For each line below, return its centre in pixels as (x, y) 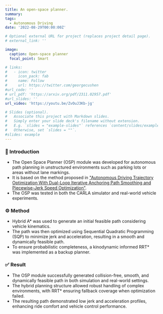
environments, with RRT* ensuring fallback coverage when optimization (84, 291)
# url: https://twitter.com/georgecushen (52, 85)
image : (12, 49)
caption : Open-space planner (39, 54)
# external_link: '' (26, 41)
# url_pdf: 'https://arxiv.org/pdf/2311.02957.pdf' (58, 94)
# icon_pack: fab (27, 76)
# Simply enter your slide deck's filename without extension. (72, 121)
